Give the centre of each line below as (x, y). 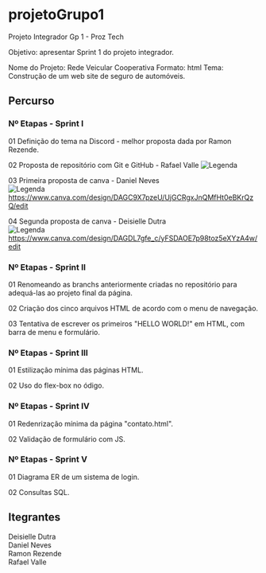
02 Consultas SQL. (39, 492)
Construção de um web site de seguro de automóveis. (97, 76)
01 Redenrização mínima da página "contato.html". (91, 423)
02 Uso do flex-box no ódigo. (56, 386)
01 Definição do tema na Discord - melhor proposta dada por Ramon (120, 141)
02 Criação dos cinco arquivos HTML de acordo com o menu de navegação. (133, 308)
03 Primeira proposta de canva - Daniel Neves (84, 180)
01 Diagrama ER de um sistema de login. (74, 477)
